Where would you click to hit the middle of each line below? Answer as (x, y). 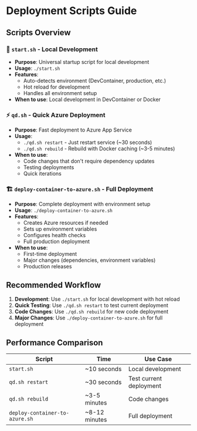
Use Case (158, 359)
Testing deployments (49, 167)
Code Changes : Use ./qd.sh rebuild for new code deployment (91, 312)
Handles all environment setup (60, 93)
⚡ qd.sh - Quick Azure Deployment (56, 115)
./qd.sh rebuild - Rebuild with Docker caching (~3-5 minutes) (99, 149)
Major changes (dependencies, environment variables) (89, 260)
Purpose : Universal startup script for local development (82, 62)
